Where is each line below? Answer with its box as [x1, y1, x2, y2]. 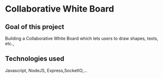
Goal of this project [5, 23, 64, 31]
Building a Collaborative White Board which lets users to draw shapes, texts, [5, 35, 159, 41]
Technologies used [5, 55, 64, 63]
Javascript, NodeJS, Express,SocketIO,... [5, 67, 88, 73]
